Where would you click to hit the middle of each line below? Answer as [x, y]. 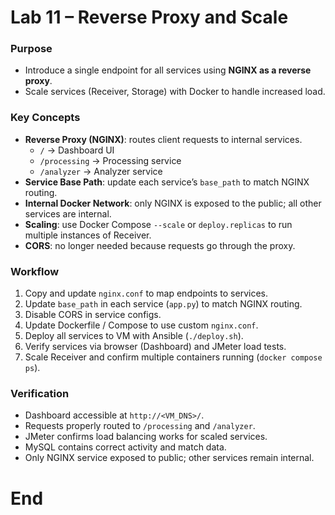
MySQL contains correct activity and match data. [125, 447]
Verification [40, 393]
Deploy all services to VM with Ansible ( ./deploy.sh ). [134, 336]
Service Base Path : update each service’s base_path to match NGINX [167, 182]
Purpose [31, 49]
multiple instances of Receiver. [88, 235]
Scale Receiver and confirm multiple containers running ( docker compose [173, 357]
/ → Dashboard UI [77, 150]
